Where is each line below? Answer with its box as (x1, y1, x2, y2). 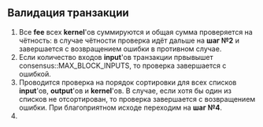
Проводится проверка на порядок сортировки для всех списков (18, 77, 237, 87)
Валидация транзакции (7, 6, 129, 20)
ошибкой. (18, 69, 52, 78)
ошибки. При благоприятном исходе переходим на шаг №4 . (18, 103, 222, 112)
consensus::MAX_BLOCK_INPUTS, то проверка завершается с (18, 61, 227, 70)
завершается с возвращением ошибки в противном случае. (18, 43, 222, 54)
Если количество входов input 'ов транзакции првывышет (18, 52, 213, 62)
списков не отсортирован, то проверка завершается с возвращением (18, 94, 256, 103)
